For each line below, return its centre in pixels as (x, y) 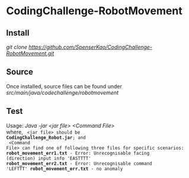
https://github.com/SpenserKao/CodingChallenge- (91, 47)
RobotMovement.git (30, 53)
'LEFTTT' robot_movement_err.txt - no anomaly (65, 169)
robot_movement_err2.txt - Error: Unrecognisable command (79, 163)
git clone (17, 47)
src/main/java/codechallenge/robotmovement (63, 93)
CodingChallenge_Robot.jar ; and (46, 138)
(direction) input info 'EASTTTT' (49, 158)
